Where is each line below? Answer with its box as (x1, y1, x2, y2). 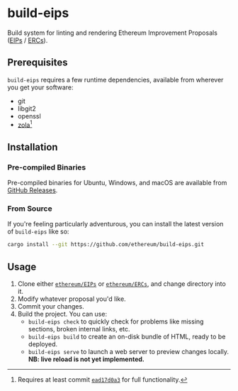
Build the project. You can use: (17, 310, 108, 319)
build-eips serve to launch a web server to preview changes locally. (28, 348, 229, 356)
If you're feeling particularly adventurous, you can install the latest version (7, 220, 224, 228)
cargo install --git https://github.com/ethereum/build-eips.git (7, 241, 204, 248)
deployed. (28, 340, 58, 348)
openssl (17, 111, 41, 120)
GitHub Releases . (7, 186, 58, 194)
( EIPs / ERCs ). (7, 35, 48, 44)
